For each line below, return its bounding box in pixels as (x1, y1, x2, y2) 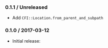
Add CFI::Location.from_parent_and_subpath (12, 15, 104, 21)
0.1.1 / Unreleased (5, 4, 48, 11)
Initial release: (12, 38, 41, 44)
